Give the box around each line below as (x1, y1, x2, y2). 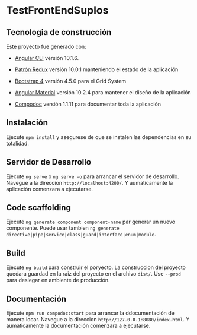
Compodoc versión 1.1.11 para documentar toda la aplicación (14, 100, 162, 108)
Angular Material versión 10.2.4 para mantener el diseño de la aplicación (14, 89, 191, 96)
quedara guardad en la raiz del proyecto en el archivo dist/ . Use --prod (6, 270, 182, 277)
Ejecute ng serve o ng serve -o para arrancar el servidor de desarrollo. (6, 173, 179, 180)
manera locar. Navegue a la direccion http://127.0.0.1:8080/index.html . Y (6, 316, 190, 323)
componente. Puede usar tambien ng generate (6, 225, 120, 232)
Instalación (6, 118, 49, 128)
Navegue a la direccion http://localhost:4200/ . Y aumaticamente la (6, 179, 173, 186)
